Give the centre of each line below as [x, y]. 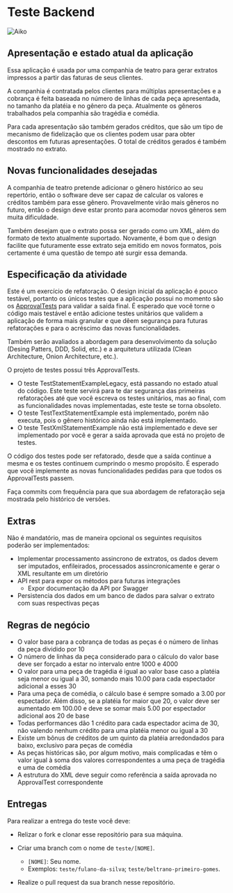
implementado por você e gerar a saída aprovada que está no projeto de [121, 435]
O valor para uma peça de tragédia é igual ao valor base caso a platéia [119, 671]
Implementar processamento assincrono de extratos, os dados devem [118, 559]
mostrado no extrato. [37, 149]
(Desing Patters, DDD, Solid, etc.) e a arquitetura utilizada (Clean [99, 349]
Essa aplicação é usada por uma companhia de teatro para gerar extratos [112, 70]
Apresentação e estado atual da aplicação [100, 53]
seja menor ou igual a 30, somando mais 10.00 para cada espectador [116, 679]
